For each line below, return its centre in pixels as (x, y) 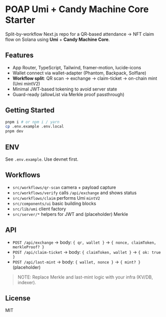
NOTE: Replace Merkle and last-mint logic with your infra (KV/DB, (85, 277)
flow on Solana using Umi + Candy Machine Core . (58, 39)
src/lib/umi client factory (39, 209)
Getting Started (30, 110)
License (18, 299)
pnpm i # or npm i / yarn (32, 122)
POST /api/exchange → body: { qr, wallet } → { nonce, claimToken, (84, 242)
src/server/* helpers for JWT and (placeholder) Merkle (70, 214)
